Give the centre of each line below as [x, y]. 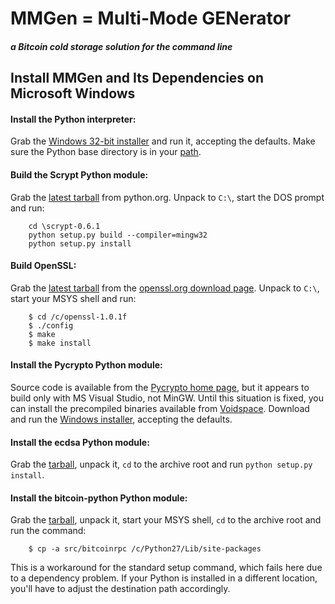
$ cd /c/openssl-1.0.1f [78, 317]
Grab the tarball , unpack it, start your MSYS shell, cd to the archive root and [166, 520]
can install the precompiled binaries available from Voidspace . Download [160, 408]
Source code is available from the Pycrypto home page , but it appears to [160, 387]
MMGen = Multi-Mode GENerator [151, 18]
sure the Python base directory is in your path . [106, 152]
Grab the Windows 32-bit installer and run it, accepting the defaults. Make [163, 141]
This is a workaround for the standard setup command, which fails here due [166, 568]
